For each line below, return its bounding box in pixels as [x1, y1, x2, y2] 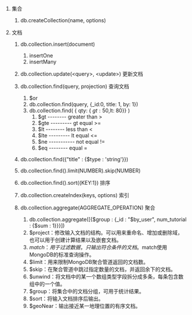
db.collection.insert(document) [20, 40, 95, 48]
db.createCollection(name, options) [20, 17, 107, 23]
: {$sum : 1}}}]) [29, 222, 65, 229]
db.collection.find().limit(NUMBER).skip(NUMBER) [20, 167, 141, 174]
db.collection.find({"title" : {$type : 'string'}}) [20, 156, 129, 162]
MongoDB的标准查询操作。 [29, 251, 95, 258]
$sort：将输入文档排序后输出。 [29, 295, 104, 302]
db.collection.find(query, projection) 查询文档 [20, 83, 130, 90]
